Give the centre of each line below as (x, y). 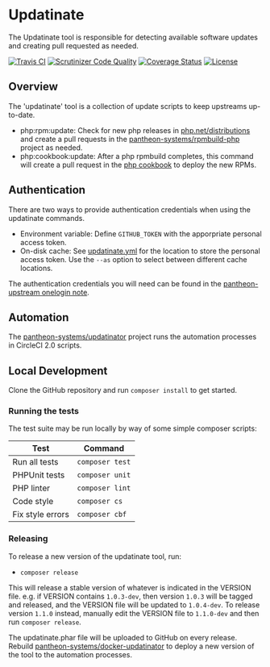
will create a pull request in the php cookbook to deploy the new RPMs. (138, 165)
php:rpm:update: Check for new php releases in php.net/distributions (135, 130)
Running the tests (44, 411)
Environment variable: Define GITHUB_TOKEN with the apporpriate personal (141, 233)
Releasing (28, 539)
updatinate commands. (46, 218)
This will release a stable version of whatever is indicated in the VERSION (130, 587)
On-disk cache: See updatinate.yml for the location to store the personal (140, 251)
